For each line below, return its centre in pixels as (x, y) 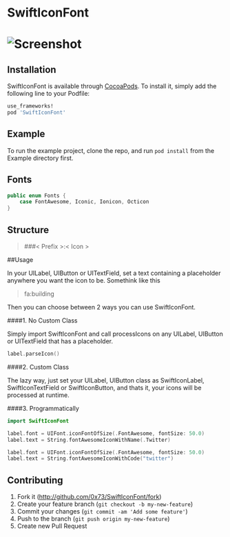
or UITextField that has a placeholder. (60, 341)
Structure (28, 230)
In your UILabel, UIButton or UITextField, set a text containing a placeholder (114, 273)
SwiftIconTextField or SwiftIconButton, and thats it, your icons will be (104, 387)
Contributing (35, 480)
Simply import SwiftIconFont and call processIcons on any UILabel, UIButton (115, 334)
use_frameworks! (30, 106)
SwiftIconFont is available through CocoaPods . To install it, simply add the (112, 86)
